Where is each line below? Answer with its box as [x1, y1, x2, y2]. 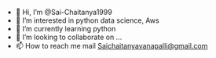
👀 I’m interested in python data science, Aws [15, 16, 159, 25]
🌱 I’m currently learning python [15, 24, 116, 33]
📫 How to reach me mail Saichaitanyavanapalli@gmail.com [15, 42, 208, 50]
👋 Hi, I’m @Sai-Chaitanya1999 [15, 8, 112, 16]
